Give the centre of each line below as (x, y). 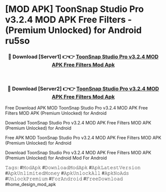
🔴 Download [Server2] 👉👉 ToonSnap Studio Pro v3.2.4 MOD (83, 89)
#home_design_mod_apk (30, 184)
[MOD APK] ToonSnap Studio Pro (75, 9)
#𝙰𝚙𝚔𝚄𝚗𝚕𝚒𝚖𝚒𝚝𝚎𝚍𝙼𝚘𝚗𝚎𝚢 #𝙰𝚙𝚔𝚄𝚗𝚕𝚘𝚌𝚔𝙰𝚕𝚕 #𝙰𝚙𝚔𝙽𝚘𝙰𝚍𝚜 (67, 173)
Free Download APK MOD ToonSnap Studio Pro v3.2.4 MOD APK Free (77, 107)
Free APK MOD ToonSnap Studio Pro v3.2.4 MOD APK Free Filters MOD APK (83, 137)
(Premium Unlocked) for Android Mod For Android (56, 158)
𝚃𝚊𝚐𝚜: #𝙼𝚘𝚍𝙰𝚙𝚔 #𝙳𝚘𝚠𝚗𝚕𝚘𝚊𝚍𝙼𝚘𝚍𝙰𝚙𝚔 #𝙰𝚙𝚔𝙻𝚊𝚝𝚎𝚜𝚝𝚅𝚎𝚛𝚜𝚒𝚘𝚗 (73, 167)
